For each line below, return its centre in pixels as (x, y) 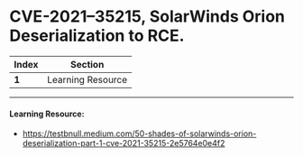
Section (87, 64)
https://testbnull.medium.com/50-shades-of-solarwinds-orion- (139, 134)
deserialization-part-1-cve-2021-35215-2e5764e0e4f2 (124, 143)
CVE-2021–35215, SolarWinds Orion (147, 17)
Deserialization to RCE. (97, 36)
